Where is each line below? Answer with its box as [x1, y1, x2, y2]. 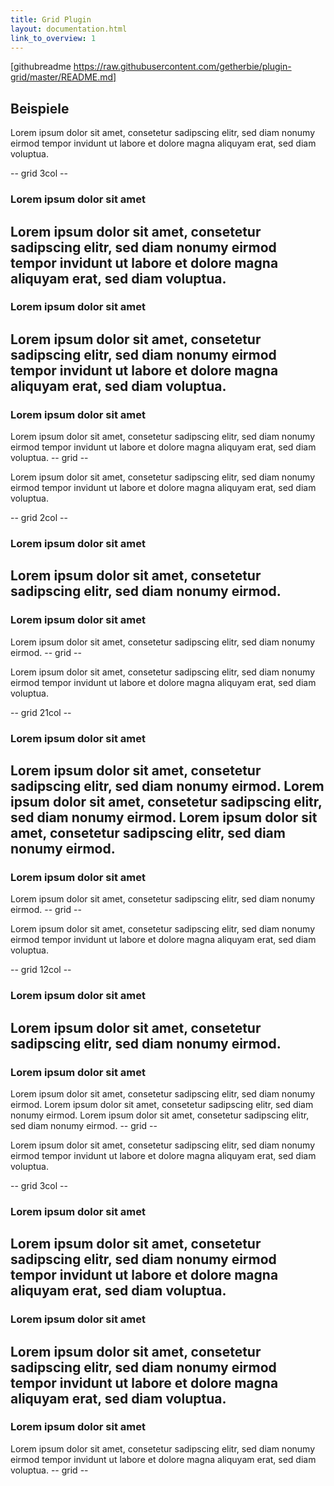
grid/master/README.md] [10, 71, 117, 83]
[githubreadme [10, 61, 72, 73]
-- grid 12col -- [10, 964, 72, 976]
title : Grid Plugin [10, 14, 92, 25]
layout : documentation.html [10, 24, 128, 34]
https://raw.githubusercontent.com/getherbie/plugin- [73, 61, 292, 73]
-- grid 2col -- [10, 512, 68, 524]
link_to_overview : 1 [10, 33, 97, 43]
